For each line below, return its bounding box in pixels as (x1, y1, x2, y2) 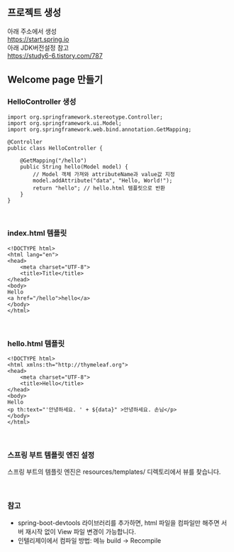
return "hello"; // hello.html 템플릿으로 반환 (33, 184, 165, 192)
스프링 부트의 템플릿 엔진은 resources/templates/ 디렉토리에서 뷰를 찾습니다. (7, 467, 221, 476)
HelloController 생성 (7, 97, 77, 107)
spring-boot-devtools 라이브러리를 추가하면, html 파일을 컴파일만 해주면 (17, 518, 220, 527)
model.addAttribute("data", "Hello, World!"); (33, 177, 173, 184)
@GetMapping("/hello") (20, 157, 87, 164)
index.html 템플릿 (7, 228, 67, 238)
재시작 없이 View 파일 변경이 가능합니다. (25, 527, 136, 536)
